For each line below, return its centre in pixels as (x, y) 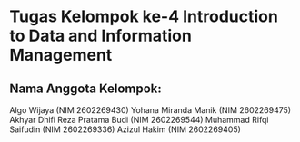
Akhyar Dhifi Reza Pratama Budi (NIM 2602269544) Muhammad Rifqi (139, 120)
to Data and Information (101, 36)
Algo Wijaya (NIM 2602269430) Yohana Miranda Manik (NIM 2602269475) (150, 110)
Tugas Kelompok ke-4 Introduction (144, 17)
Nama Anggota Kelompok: (85, 88)
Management (61, 55)
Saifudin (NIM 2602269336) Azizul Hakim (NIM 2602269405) (125, 129)
